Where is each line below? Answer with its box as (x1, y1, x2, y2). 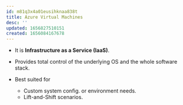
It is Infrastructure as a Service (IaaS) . (14, 47, 110, 54)
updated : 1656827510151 (6, 25, 65, 31)
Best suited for (14, 76, 51, 83)
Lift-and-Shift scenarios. (23, 94, 83, 101)
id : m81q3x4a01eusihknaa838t (6, 8, 78, 15)
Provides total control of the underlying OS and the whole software (14, 58, 178, 65)
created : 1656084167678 (6, 31, 65, 37)
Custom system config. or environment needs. (23, 87, 137, 94)
